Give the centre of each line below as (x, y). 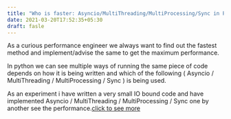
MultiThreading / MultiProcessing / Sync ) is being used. (87, 81)
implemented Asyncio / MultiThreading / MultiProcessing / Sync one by (108, 101)
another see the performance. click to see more (74, 108)
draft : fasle (26, 26)
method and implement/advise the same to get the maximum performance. (113, 53)
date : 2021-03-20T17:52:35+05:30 (55, 20)
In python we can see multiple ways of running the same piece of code (108, 66)
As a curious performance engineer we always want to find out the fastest (112, 46)
